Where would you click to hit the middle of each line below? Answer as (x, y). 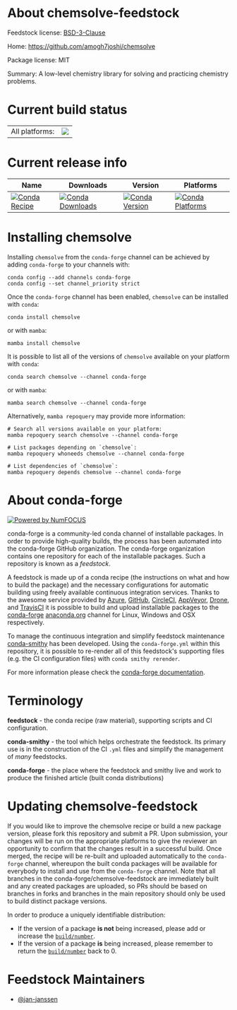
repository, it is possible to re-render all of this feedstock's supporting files (116, 651)
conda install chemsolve (44, 317)
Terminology (45, 700)
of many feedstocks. (37, 756)
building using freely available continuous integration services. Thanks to (114, 592)
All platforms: (33, 131)
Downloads (88, 185)
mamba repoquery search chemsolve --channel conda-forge (93, 435)
